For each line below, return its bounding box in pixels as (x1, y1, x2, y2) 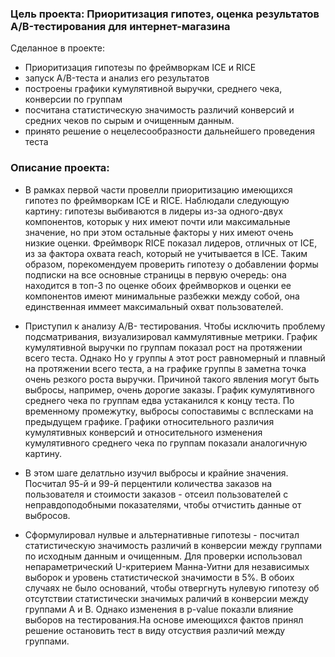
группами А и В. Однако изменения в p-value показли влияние (24, 603, 294, 615)
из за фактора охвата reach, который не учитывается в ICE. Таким (24, 247, 308, 259)
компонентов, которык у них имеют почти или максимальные (24, 215, 291, 227)
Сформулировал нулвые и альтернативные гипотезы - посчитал (24, 528, 300, 541)
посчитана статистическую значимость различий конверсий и (24, 104, 295, 116)
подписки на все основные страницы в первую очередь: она (24, 268, 287, 281)
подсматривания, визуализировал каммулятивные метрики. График (24, 330, 318, 342)
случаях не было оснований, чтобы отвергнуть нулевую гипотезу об (24, 582, 320, 594)
